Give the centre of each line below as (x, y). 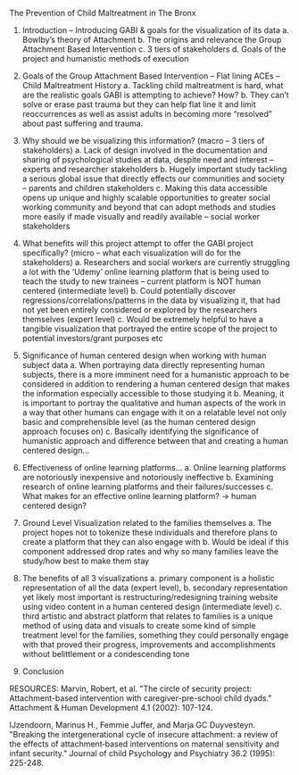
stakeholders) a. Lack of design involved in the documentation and (145, 150)
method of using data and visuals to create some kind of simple (139, 625)
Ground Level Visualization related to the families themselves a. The (147, 523)
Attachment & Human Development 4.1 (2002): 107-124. (111, 708)
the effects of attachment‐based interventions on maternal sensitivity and (144, 744)
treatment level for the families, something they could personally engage (155, 635)
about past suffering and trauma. (83, 123)
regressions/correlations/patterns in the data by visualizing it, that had (151, 300)
